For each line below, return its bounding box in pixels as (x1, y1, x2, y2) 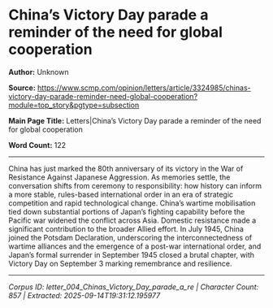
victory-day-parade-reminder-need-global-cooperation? (8, 91, 198, 101)
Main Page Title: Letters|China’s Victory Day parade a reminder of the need (8, 115, 262, 125)
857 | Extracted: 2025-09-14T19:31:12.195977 (8, 290, 161, 300)
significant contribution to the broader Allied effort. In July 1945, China (8, 223, 244, 233)
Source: (8, 83, 37, 93)
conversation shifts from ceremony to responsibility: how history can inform (8, 180, 262, 190)
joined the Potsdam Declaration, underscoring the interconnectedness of (8, 232, 253, 242)
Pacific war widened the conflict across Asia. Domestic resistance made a (8, 215, 257, 225)
